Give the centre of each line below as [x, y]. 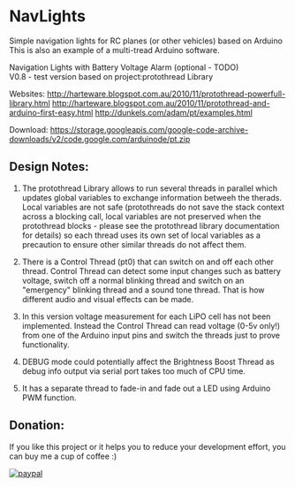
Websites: [27, 94]
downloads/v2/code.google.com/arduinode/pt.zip [100, 139]
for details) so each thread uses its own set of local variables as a [141, 235]
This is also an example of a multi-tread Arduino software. [114, 49]
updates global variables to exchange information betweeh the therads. [152, 197]
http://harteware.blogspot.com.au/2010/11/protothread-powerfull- [166, 94]
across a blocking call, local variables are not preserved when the [141, 216]
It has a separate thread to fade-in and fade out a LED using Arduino [146, 388]
